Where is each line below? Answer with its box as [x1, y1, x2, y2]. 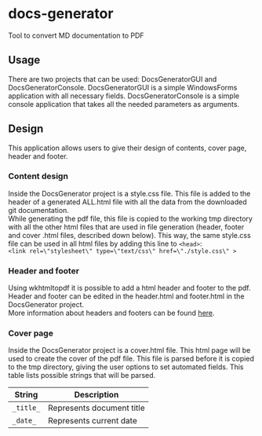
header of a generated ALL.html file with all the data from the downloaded [8, 197, 247, 207]
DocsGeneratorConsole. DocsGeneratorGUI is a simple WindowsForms [8, 82, 238, 92]
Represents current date [48, 416, 137, 427]
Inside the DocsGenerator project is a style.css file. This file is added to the [8, 189, 251, 198]
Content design [8, 170, 69, 181]
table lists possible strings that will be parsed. [8, 371, 156, 380]
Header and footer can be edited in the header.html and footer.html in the [8, 291, 245, 301]
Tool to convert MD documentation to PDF [8, 31, 144, 40]
